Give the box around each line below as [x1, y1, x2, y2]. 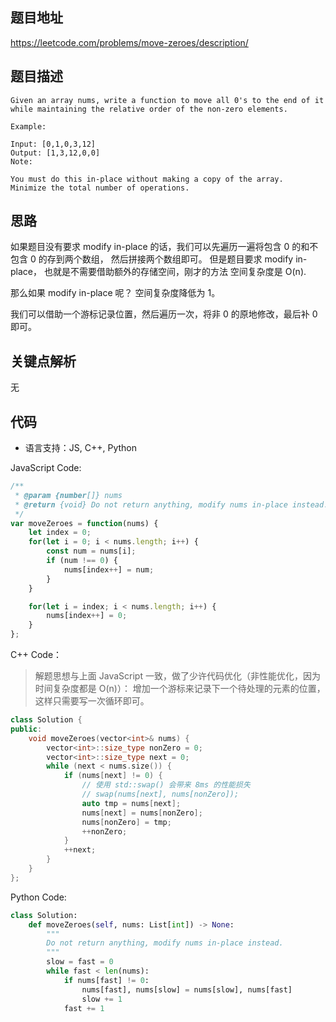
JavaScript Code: [10, 462, 82, 474]
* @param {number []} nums [14, 490, 123, 500]
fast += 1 [63, 1003, 105, 1013]
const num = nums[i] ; [46, 546, 137, 557]
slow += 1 [81, 994, 123, 1004]
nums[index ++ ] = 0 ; [46, 611, 128, 621]
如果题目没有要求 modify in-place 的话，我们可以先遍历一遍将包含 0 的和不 [10, 241, 319, 253]
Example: [10, 121, 47, 132]
